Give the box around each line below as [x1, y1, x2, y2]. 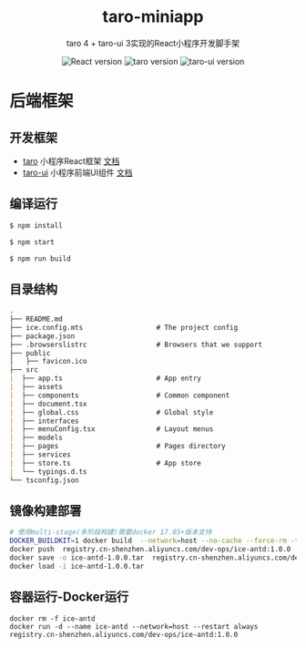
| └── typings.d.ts [9, 467, 88, 476]
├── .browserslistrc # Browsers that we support [9, 340, 262, 349]
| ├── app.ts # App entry [9, 374, 202, 384]
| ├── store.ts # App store [9, 458, 202, 468]
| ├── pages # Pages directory [9, 442, 226, 451]
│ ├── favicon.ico [9, 357, 88, 366]
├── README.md [9, 314, 64, 324]
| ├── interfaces [9, 417, 79, 426]
